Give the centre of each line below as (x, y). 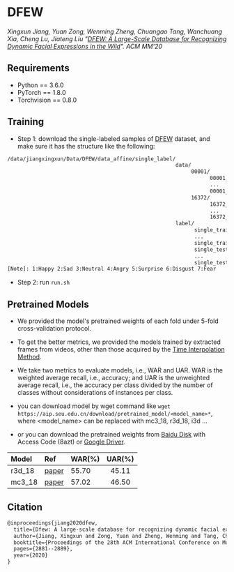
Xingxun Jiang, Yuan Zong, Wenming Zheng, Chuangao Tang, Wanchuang (115, 31)
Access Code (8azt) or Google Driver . (71, 442)
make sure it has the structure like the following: (86, 146)
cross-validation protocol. (54, 329)
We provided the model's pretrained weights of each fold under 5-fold (118, 321)
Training (26, 122)
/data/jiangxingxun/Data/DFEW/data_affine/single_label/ (92, 159)
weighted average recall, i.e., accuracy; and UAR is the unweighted (114, 378)
